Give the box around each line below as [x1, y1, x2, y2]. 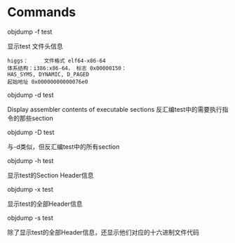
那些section [19, 114, 54, 122]
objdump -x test [7, 185, 54, 193]
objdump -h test [7, 156, 54, 165]
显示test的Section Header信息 [7, 171, 94, 179]
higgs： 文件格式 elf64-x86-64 [7, 57, 107, 64]
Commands [7, 4, 76, 20]
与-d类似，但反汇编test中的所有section [7, 142, 120, 151]
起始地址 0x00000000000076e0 [7, 78, 88, 85]
